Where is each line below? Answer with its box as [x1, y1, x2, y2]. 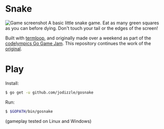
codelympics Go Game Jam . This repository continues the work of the [5, 40, 151, 46]
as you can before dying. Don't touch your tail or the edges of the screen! [5, 25, 158, 31]
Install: [5, 80, 19, 86]
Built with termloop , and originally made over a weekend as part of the [5, 35, 151, 41]
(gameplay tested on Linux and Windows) [5, 118, 92, 124]
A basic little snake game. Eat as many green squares [48, 20, 159, 26]
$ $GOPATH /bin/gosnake [5, 109, 53, 114]
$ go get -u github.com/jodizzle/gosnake [5, 90, 94, 95]
